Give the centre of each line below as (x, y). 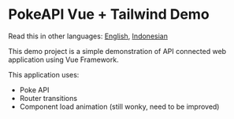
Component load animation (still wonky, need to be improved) (119, 106)
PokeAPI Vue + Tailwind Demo (109, 14)
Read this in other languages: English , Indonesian (88, 36)
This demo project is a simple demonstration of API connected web (117, 51)
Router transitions (48, 98)
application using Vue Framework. (64, 59)
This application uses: (44, 74)
